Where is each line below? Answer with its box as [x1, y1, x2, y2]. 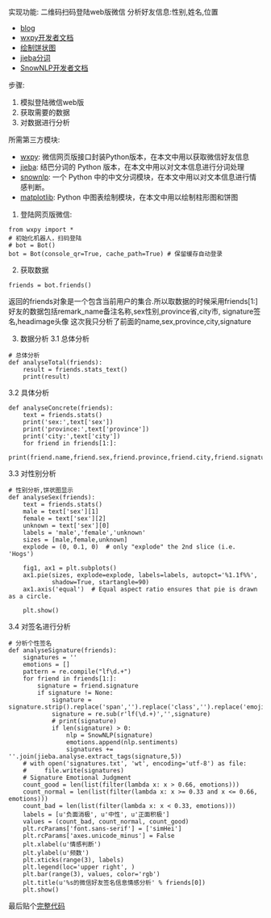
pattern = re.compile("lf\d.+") [23, 667, 131, 676]
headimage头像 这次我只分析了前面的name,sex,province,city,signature [17, 317, 252, 326]
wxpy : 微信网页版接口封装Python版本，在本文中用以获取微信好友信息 [19, 152, 250, 162]
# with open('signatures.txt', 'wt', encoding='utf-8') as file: [23, 760, 248, 768]
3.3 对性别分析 [8, 469, 56, 478]
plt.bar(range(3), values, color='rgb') [23, 870, 161, 878]
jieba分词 [19, 53, 51, 62]
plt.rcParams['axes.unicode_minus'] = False [23, 832, 175, 840]
